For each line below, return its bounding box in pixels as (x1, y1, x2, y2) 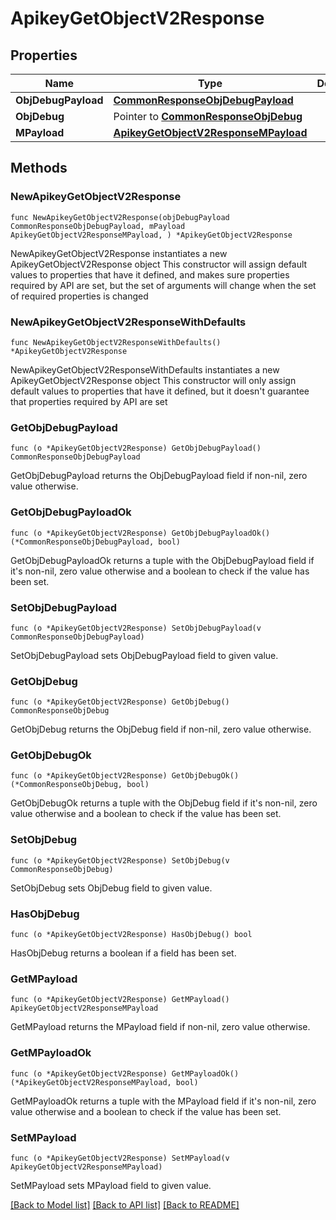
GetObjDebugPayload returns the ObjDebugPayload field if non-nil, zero (10, 470, 308, 482)
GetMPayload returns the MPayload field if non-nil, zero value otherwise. (10, 1021, 311, 1033)
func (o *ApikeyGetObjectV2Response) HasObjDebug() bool (10, 930, 253, 940)
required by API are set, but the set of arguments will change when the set (10, 279, 317, 291)
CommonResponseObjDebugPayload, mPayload (10, 221, 186, 231)
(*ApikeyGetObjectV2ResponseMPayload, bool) (10, 1077, 199, 1087)
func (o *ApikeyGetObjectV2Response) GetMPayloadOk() (10, 1068, 240, 1079)
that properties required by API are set (10, 395, 168, 407)
